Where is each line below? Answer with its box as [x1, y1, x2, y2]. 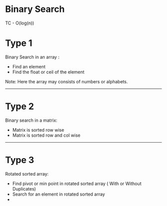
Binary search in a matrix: [5, 117, 58, 123]
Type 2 [5, 101, 34, 112]
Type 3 [5, 155, 34, 166]
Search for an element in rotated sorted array [12, 191, 105, 197]
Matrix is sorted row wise [12, 127, 65, 133]
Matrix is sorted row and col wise [12, 132, 81, 138]
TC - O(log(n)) [5, 20, 34, 26]
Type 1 [5, 37, 32, 49]
